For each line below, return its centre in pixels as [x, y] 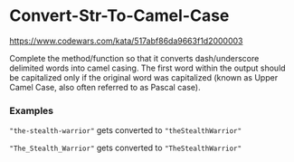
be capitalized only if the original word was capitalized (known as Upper [144, 77]
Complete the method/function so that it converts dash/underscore [134, 58]
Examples [32, 110]
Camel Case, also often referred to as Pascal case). [105, 87]
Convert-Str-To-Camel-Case [119, 16]
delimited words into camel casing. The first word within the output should [148, 68]
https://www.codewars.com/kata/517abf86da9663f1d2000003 [126, 41]
